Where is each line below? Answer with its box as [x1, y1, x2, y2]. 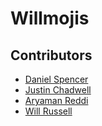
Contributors [10, 47, 93, 64]
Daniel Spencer [24, 73, 89, 85]
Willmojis [10, 7, 90, 30]
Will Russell [24, 105, 73, 117]
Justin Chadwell [24, 84, 92, 96]
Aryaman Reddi [24, 95, 89, 106]
